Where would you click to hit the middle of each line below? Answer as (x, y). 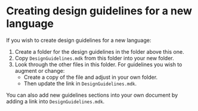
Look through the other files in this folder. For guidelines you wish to (98, 64)
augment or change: (40, 70)
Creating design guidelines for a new (99, 11)
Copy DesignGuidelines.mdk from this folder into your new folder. (94, 58)
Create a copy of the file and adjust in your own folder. (91, 77)
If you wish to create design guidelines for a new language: (79, 40)
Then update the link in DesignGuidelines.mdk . (80, 83)
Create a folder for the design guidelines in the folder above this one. (99, 51)
